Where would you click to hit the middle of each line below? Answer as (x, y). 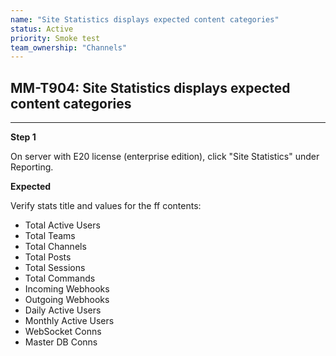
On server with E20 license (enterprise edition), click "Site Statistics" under (165, 157)
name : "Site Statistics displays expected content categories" (145, 19)
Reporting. (32, 167)
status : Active (42, 29)
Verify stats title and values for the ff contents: (106, 206)
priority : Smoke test (55, 38)
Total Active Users (62, 225)
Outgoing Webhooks (67, 300)
